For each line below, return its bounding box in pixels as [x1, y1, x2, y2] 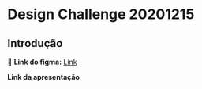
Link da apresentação [7, 73, 80, 81]
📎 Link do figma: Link [7, 57, 77, 66]
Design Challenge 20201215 [7, 5, 195, 23]
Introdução [7, 37, 63, 50]
